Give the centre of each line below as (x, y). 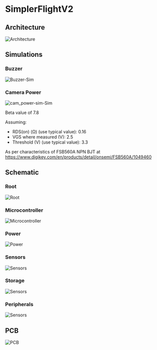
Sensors (15, 257)
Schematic (22, 173)
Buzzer (14, 69)
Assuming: (16, 122)
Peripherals (19, 304)
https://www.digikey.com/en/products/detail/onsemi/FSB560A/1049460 (78, 157)
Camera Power (23, 92)
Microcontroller (24, 210)
